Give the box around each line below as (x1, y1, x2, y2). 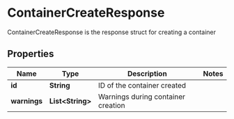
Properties (7, 48, 54, 60)
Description (127, 68, 167, 78)
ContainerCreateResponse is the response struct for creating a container (7, 28, 217, 36)
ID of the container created (98, 80, 187, 90)
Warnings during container (98, 92, 186, 102)
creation (98, 100, 125, 110)
